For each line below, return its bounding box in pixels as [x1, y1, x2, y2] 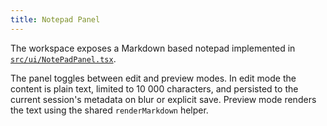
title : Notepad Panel [10, 14, 101, 25]
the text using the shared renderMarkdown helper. [10, 104, 209, 116]
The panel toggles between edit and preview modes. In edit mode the [10, 72, 297, 84]
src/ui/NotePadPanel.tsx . [10, 52, 117, 65]
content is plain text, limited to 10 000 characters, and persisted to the [10, 82, 299, 95]
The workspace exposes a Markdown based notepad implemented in [10, 42, 296, 54]
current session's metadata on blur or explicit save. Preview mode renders [10, 93, 317, 105]
